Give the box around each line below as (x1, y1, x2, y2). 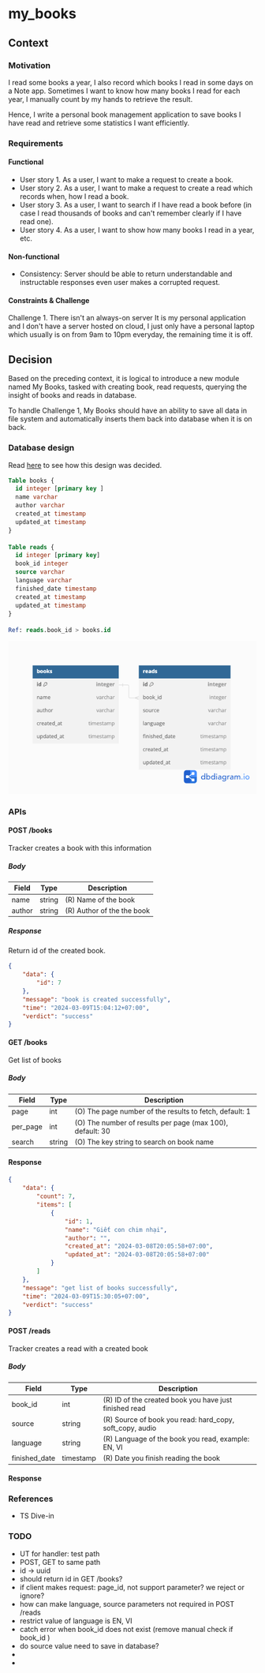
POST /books (8, 825, 53, 835)
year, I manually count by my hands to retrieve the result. (8, 94, 193, 103)
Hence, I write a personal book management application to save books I (8, 110, 241, 119)
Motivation (8, 60, 51, 71)
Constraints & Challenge (8, 295, 90, 305)
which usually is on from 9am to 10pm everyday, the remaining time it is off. (8, 330, 253, 339)
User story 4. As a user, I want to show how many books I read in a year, (19, 226, 255, 234)
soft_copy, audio (103, 1423, 157, 1432)
